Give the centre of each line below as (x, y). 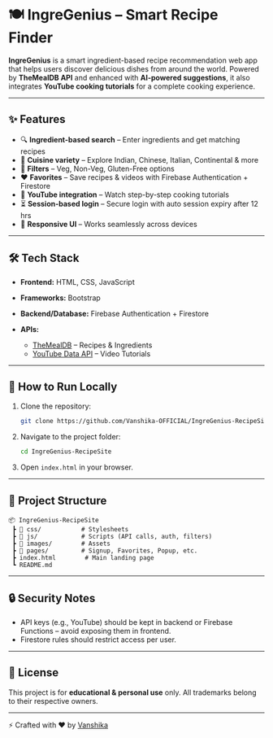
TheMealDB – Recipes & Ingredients (92, 345)
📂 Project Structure (58, 500)
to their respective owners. (54, 701)
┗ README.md (32, 565)
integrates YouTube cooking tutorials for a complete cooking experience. (132, 86)
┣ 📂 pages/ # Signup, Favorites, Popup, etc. (105, 550)
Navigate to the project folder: (70, 437)
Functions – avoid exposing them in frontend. (95, 631)
